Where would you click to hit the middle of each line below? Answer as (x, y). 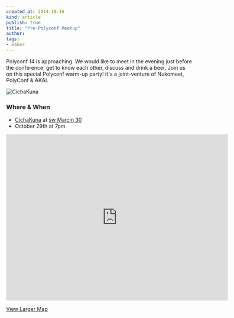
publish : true (24, 22)
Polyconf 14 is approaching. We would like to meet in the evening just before (99, 61)
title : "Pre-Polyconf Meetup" (43, 28)
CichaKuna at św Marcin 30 (48, 120)
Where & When (28, 107)
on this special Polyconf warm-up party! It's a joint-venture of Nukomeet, (95, 74)
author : (16, 34)
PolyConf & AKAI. (27, 80)
